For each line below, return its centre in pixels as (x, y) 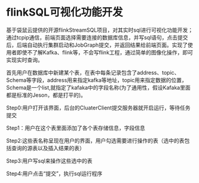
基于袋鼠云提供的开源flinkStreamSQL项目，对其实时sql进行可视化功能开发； (99, 30)
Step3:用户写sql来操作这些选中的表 (49, 161)
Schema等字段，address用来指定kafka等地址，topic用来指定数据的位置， (97, 80)
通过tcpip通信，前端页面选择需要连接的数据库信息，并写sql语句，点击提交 (97, 37)
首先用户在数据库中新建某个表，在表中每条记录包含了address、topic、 (93, 72)
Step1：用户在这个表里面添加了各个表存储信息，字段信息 (76, 128)
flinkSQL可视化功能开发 (65, 12)
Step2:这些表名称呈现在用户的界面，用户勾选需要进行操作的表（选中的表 (95, 141)
